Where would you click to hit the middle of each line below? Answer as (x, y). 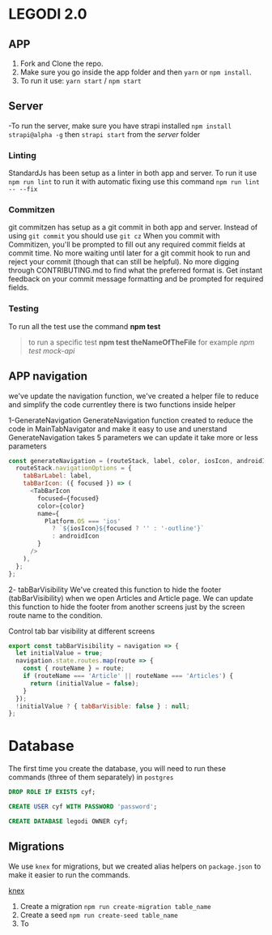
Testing (23, 309)
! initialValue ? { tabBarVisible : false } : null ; (103, 706)
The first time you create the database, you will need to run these (117, 769)
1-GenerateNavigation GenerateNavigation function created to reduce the (131, 420)
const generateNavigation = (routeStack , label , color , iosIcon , (121, 461)
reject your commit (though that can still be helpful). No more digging (124, 262)
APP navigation (48, 377)
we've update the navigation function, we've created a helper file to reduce (134, 396)
